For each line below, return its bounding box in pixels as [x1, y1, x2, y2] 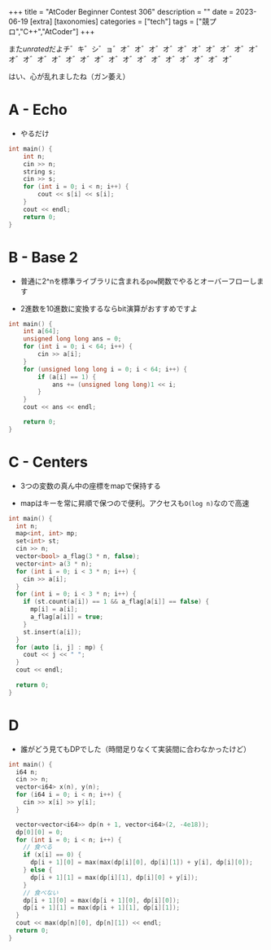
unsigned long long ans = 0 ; [23, 335, 122, 343]
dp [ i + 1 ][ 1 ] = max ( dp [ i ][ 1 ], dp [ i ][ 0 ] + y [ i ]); [29, 873, 199, 882]
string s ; [23, 167, 57, 176]
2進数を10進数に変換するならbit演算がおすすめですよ [20, 303, 198, 313]
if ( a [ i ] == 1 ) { [37, 372, 96, 381]
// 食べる [23, 843, 53, 851]
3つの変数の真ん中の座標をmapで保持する [20, 481, 161, 490]
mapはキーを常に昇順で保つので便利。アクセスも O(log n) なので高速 [20, 498, 250, 508]
